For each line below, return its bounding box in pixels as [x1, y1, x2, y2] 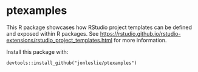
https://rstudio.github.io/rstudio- [100, 30, 181, 37]
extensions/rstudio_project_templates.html [6, 36, 113, 44]
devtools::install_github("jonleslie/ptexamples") [6, 60, 137, 66]
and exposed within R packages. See [6, 30, 99, 37]
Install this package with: [6, 48, 69, 55]
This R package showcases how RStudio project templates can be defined [6, 24, 193, 31]
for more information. [113, 36, 167, 44]
